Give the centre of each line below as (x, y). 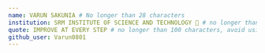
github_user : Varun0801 (47, 37)
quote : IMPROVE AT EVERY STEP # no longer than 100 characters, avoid (127, 30)
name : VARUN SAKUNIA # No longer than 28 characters (97, 15)
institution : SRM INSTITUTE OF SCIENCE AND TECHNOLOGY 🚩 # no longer (125, 23)
